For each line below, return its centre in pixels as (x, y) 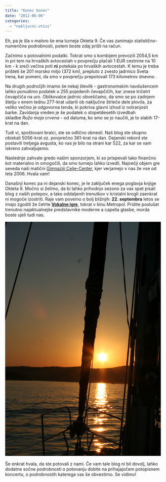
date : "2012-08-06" (25, 16)
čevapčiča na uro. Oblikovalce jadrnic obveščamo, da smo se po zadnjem (80, 97)
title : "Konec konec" (27, 10)
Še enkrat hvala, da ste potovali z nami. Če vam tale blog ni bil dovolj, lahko (82, 464)
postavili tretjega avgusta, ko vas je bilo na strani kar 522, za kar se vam (78, 143)
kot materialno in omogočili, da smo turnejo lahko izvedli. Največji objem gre (83, 163)
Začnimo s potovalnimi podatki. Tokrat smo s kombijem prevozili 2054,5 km (82, 56)
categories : (17, 21)
